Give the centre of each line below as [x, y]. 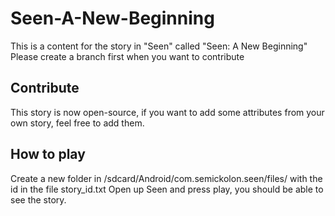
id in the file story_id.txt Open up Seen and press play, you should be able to [167, 189]
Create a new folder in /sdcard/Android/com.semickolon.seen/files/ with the [166, 178]
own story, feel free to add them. [77, 123]
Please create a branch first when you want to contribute [127, 56]
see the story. [38, 199]
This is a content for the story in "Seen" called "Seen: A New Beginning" [159, 46]
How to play [48, 154]
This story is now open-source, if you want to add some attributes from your [167, 112]
